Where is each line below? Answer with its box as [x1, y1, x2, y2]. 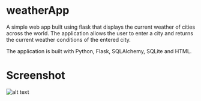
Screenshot [6, 69, 65, 82]
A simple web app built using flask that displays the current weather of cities [6, 23, 196, 30]
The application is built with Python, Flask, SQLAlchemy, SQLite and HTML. [6, 47, 192, 54]
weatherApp [6, 4, 70, 17]
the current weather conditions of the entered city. [6, 36, 131, 43]
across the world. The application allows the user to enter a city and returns [6, 29, 194, 36]
